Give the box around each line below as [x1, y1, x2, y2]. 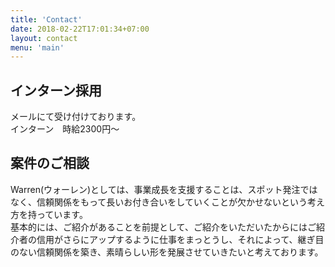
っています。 [36, 208, 88, 220]
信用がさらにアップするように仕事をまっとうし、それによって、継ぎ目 [36, 233, 325, 245]
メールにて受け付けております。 [10, 111, 142, 123]
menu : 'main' [10, 42, 65, 53]
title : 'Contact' [10, 14, 83, 25]
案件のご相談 [10, 155, 90, 172]
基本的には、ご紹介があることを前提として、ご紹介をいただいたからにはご [10, 221, 317, 233]
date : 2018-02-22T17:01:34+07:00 [10, 24, 150, 34]
